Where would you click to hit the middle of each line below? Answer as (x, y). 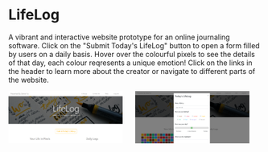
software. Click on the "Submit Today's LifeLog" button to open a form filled (134, 45)
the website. (29, 80)
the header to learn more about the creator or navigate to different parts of (132, 71)
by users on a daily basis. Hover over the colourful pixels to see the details (132, 54)
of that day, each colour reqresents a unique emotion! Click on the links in (130, 63)
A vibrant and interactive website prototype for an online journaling (120, 37)
